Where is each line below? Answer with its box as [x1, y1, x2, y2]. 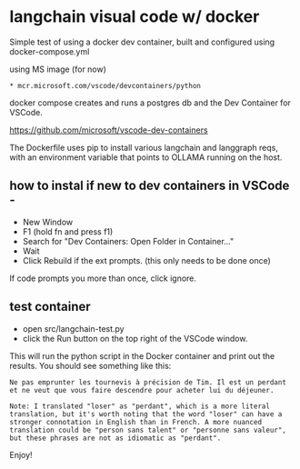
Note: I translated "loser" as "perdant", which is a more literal [9, 402, 271, 411]
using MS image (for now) [9, 64, 107, 75]
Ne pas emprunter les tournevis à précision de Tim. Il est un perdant [9, 377, 286, 387]
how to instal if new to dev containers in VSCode [9, 178, 290, 194]
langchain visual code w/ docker [9, 6, 260, 27]
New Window [22, 216, 74, 227]
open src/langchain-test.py [22, 323, 125, 334]
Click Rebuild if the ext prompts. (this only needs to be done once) [22, 254, 271, 265]
